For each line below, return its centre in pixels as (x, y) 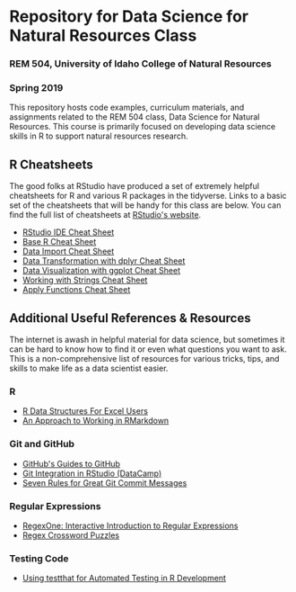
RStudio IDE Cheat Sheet (68, 232)
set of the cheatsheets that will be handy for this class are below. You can (145, 205)
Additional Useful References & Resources (130, 318)
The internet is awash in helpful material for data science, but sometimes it (147, 340)
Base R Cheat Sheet (59, 242)
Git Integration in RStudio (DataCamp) (92, 473)
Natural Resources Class (103, 36)
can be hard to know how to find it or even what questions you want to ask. (148, 349)
